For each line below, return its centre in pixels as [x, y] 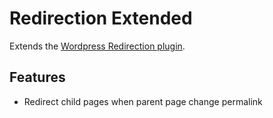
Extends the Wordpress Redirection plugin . [97, 46]
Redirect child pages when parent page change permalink [143, 101]
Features [37, 77]
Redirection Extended [101, 18]
